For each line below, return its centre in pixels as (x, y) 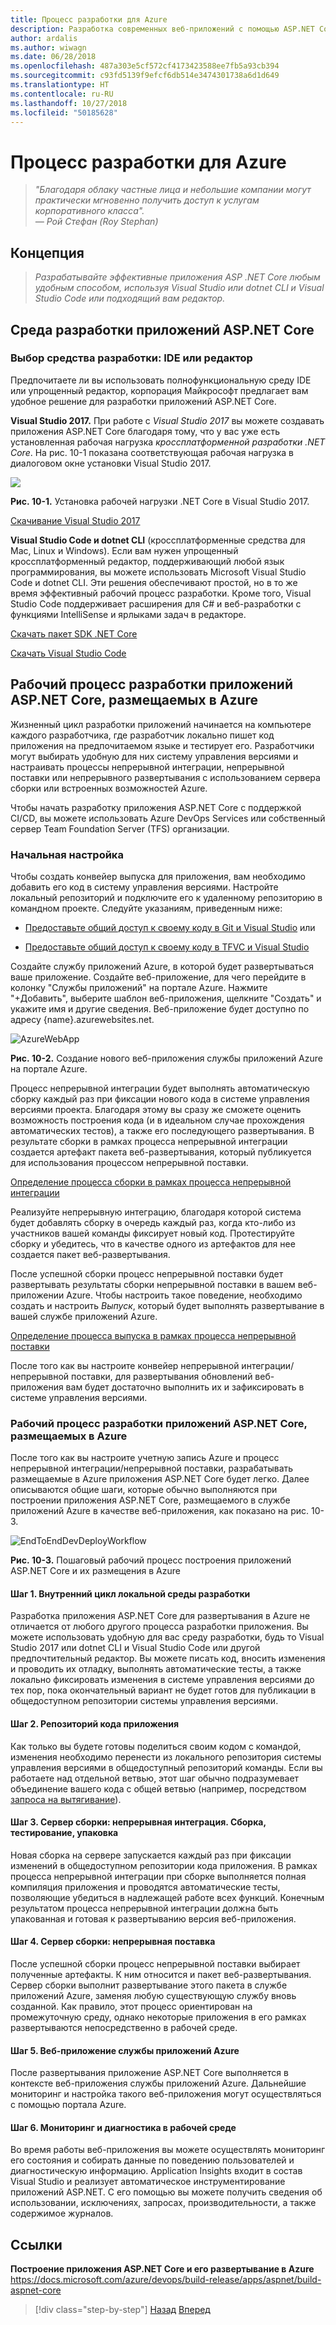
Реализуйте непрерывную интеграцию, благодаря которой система (156, 1212)
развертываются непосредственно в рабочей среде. (124, 2028)
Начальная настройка (67, 854)
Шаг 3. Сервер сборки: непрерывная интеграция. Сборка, (138, 1822)
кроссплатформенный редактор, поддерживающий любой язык (147, 561)
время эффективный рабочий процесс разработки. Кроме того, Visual (161, 593)
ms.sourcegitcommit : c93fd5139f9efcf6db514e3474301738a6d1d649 (145, 76)
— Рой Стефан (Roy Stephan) (96, 222)
